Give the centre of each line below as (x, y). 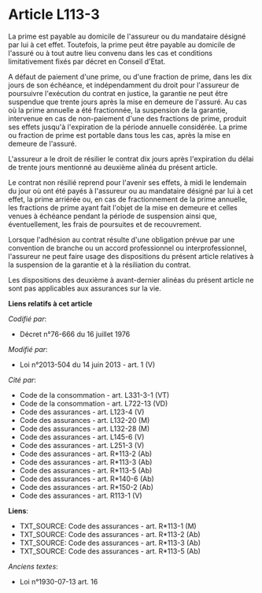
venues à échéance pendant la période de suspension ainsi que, (113, 216)
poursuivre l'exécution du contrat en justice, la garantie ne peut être (118, 93)
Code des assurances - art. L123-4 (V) (82, 412)
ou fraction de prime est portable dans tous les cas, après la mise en (119, 135)
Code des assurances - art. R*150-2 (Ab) (86, 487)
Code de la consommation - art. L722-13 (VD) (94, 403)
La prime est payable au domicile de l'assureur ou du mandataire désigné (127, 36)
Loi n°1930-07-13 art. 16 (59, 581)
